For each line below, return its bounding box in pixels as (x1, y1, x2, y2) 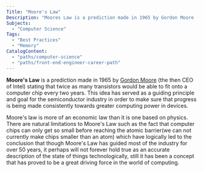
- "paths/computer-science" (12, 54, 83, 60)
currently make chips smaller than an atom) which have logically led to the (6, 133, 192, 140)
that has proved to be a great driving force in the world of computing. (6, 159, 180, 166)
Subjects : (6, 20, 32, 26)
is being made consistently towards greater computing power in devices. (6, 102, 188, 109)
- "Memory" (12, 43, 39, 49)
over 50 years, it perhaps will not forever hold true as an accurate (6, 146, 170, 153)
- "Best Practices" (12, 37, 61, 43)
